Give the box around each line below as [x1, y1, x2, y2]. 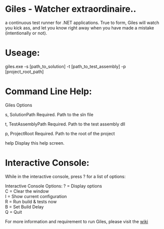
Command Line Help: [5, 86, 92, 97]
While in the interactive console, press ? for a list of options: [5, 173, 126, 179]
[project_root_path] [5, 69, 44, 75]
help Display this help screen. [5, 140, 65, 146]
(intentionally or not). [5, 30, 47, 36]
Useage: [5, 48, 40, 58]
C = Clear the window [5, 188, 49, 194]
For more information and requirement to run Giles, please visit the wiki [5, 218, 148, 224]
